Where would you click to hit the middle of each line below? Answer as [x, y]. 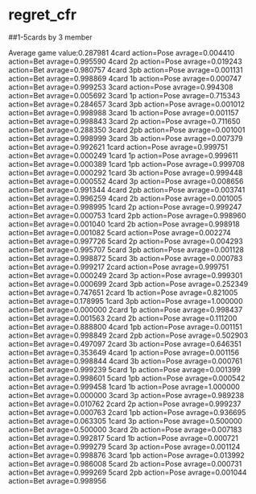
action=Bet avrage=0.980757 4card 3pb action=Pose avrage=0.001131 [126, 69]
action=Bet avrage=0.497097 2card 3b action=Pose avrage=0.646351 [125, 343]
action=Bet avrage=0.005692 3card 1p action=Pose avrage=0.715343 [124, 95]
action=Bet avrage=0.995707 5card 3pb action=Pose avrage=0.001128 [126, 249]
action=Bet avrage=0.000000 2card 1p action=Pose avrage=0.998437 [126, 309]
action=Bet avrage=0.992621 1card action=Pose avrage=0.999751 [118, 147]
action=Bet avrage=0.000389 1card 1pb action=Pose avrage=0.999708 [127, 164]
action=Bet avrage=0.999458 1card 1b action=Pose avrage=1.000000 [124, 386]
